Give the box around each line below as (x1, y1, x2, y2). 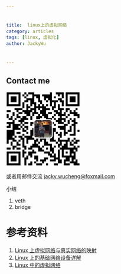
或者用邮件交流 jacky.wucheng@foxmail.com (6, 172, 115, 180)
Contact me (6, 76, 50, 86)
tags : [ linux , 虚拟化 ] (6, 34, 60, 41)
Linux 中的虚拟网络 (14, 261, 61, 269)
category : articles (6, 28, 54, 34)
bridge (14, 203, 31, 210)
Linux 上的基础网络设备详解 (14, 254, 81, 261)
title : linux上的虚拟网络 (6, 22, 67, 28)
